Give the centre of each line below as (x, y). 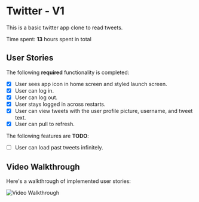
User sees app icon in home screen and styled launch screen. (91, 84)
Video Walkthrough (43, 166)
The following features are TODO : (48, 136)
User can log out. (36, 97)
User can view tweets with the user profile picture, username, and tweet (104, 111)
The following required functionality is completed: (68, 72)
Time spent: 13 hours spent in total (49, 39)
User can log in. (34, 90)
